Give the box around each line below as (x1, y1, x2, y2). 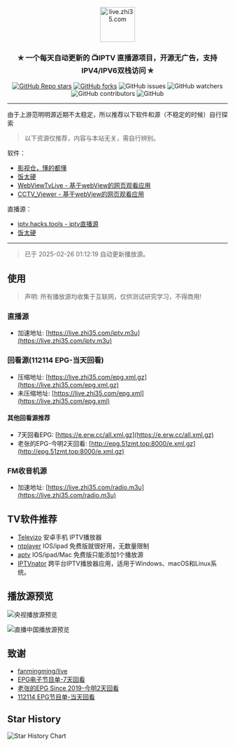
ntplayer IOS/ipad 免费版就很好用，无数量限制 (17, 542, 150, 550)
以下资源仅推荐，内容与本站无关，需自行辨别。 (24, 134, 159, 143)
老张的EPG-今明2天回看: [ (17, 439, 92, 447)
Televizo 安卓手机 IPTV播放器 (17, 533, 102, 542)
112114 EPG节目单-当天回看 (17, 692, 96, 701)
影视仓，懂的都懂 (17, 164, 67, 172)
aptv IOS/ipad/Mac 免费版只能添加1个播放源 (17, 550, 144, 559)
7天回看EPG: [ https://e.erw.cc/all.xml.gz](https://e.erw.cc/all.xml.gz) (17, 431, 215, 439)
